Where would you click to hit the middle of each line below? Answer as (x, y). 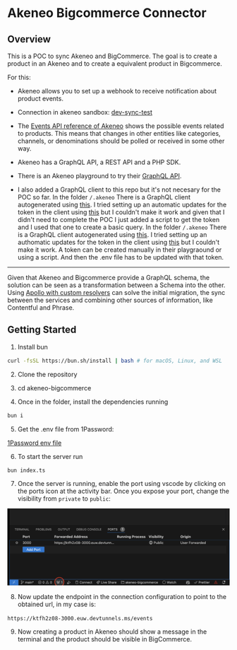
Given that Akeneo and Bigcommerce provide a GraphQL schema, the (109, 278)
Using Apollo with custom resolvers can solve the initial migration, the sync (116, 292)
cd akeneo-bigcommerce (54, 388)
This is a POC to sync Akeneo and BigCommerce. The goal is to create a (112, 56)
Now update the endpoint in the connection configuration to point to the (122, 597)
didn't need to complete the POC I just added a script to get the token (119, 220)
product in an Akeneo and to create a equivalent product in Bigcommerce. (115, 64)
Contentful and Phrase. (41, 308)
